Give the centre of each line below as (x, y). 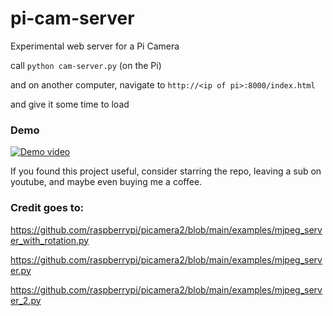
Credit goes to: (47, 208)
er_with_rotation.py (50, 240)
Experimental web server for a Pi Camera (95, 46)
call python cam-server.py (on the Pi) (86, 65)
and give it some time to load (70, 104)
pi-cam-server (72, 18)
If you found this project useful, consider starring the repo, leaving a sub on (166, 171)
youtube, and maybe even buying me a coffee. (106, 182)
